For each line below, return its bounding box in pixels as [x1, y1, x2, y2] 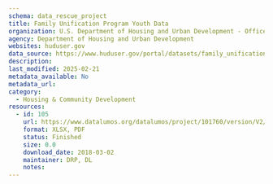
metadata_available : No [8, 72, 89, 81]
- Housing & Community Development [15, 95, 136, 103]
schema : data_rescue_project [8, 11, 107, 20]
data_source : [8, 50, 53, 58]
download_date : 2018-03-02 [23, 148, 115, 156]
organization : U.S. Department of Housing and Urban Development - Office [8, 27, 267, 35]
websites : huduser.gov [8, 42, 85, 50]
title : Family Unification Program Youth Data [8, 20, 169, 28]
